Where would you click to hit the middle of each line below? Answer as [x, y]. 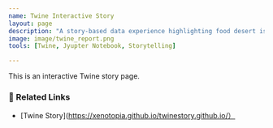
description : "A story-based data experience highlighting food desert [132, 31]
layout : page [30, 23]
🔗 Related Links [39, 97]
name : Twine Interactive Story [61, 16]
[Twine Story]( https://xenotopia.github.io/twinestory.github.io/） [128, 116]
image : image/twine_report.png [61, 38]
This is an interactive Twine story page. [74, 76]
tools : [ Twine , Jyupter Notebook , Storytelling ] [92, 46]
